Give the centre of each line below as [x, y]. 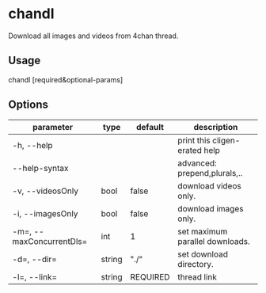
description [216, 127]
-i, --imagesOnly [45, 213]
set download [203, 254]
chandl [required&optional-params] [66, 79]
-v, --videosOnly [46, 191]
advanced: [198, 163]
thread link [198, 276]
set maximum [203, 231]
